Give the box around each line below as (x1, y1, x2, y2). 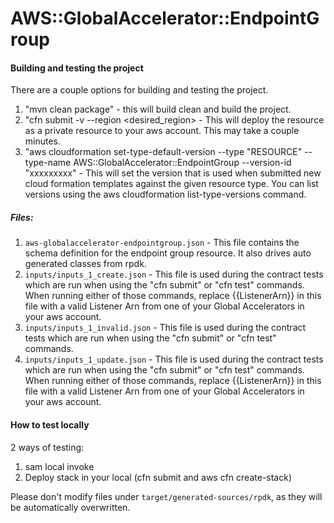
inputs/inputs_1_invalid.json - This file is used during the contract (24, 322, 307, 334)
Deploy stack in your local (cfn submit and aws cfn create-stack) (24, 471, 293, 483)
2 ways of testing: (10, 441, 85, 453)
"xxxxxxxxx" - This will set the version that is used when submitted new (24, 167, 322, 179)
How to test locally (10, 418, 90, 431)
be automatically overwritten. (10, 501, 131, 513)
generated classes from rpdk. (24, 258, 147, 270)
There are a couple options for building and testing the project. (10, 84, 269, 96)
